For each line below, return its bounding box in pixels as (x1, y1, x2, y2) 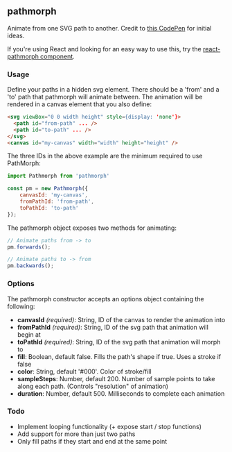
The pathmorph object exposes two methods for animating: (7, 224, 177, 232)
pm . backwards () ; (7, 262, 54, 269)
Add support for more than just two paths (17, 430, 136, 438)
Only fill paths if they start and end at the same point (17, 437, 168, 445)
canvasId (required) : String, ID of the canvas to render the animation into (17, 315, 226, 324)
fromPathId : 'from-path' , (19, 198, 95, 206)
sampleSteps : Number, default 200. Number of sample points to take (17, 374, 215, 383)
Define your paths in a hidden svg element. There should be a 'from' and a (7, 85, 220, 94)
